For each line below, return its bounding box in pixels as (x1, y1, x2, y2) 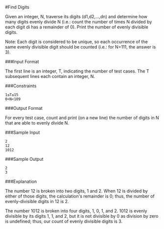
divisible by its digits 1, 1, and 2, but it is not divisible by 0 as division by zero (5, 213, 159, 219)
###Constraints (5, 83, 37, 89)
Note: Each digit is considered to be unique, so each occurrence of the (5, 39, 148, 45)
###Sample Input (5, 129, 40, 135)
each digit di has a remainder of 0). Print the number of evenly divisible (5, 24, 148, 30)
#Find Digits (5, 4, 29, 10)
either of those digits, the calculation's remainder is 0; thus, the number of (5, 193, 155, 199)
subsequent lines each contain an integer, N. (5, 74, 95, 79)
